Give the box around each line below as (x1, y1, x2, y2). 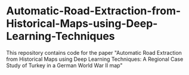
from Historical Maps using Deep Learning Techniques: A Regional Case (6, 55, 184, 62)
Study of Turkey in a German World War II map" (6, 61, 123, 69)
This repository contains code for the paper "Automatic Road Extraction (6, 49, 182, 56)
